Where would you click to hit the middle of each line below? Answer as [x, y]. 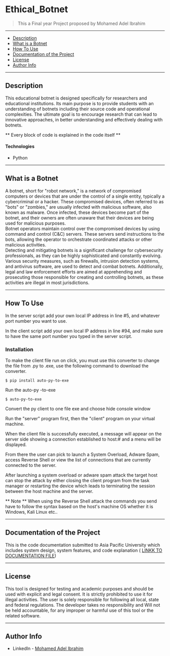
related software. [23, 615]
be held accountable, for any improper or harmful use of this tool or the [79, 610]
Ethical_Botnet [37, 9]
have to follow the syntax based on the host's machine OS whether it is [79, 506]
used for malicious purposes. [36, 223]
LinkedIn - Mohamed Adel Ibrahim [48, 648]
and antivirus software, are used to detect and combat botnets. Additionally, [84, 266]
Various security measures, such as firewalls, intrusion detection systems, [82, 261]
